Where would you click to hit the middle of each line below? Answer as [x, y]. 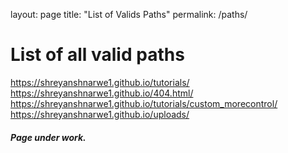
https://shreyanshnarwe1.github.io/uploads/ [100, 114]
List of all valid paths [97, 55]
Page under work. [48, 137]
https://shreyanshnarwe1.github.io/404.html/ [102, 93]
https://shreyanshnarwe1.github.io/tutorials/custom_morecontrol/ [144, 103]
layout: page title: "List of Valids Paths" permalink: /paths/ [129, 14]
